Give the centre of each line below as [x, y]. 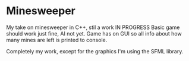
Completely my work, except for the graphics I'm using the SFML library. [95, 51]
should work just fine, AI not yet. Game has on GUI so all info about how [94, 33]
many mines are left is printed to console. [57, 40]
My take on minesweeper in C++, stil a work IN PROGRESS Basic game [93, 27]
